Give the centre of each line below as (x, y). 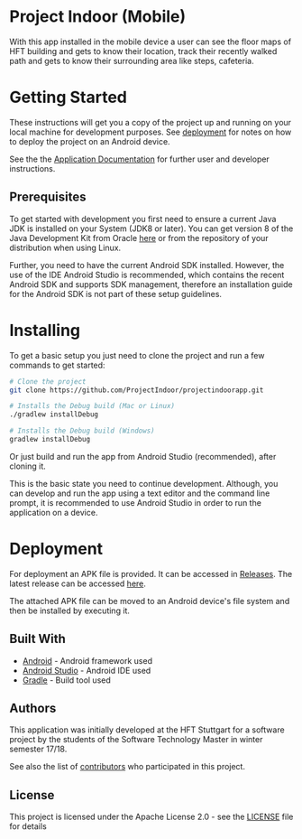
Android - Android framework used (87, 660)
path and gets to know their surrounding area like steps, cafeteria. (132, 61)
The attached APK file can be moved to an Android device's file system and (150, 601)
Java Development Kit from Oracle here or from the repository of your (139, 238)
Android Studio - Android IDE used (87, 670)
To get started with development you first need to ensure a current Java (143, 219)
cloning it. (28, 466)
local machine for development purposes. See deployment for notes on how (151, 132)
